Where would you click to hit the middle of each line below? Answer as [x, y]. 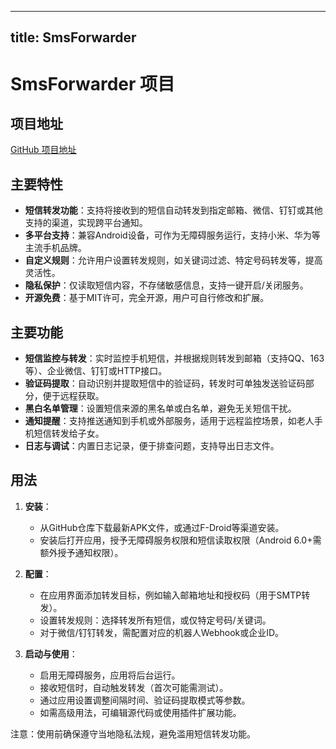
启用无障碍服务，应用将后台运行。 [110, 675]
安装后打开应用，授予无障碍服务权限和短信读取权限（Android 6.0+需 [180, 540]
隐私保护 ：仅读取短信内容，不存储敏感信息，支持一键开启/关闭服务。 [166, 285]
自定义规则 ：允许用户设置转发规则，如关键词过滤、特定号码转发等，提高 [173, 260]
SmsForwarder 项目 [93, 83]
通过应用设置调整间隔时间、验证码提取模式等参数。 [145, 700]
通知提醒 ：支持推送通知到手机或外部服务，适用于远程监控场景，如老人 [169, 421]
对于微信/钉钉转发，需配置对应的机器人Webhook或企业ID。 [162, 632]
